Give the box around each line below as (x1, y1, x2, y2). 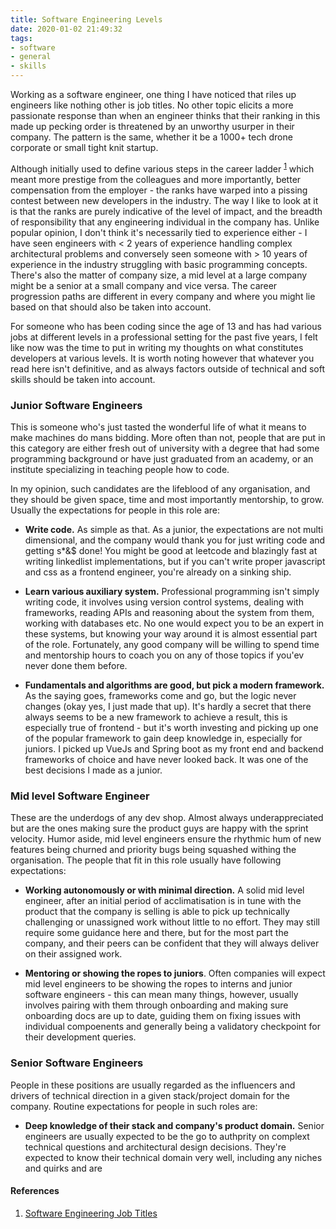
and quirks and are (24, 1162, 103, 1174)
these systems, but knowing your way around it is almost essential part (24, 627, 318, 640)
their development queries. (24, 1031, 137, 1043)
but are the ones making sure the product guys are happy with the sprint (10, 822, 309, 835)
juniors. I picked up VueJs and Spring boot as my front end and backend (24, 742, 324, 755)
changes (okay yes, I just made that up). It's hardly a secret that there (24, 700, 312, 712)
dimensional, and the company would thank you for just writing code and (24, 534, 326, 546)
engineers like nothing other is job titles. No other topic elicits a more (10, 99, 294, 111)
